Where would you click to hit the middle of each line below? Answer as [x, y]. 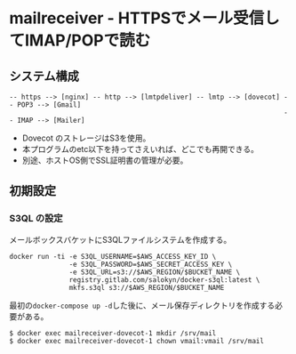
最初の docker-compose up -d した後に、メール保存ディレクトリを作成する [142, 305]
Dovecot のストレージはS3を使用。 [86, 138]
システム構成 [44, 76]
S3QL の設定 [36, 219]
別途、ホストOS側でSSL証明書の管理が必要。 [105, 160]
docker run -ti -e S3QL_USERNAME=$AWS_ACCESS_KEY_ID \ [113, 256]
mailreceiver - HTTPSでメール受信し [144, 18]
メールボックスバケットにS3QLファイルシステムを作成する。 [120, 239]
